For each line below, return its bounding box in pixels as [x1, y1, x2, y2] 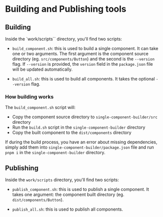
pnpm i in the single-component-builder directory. [5, 150, 106, 156]
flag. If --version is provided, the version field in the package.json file [12, 61, 153, 67]
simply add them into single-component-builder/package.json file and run [5, 144, 154, 150]
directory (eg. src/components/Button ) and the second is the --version [12, 56, 155, 62]
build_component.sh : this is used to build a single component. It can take [12, 46, 159, 51]
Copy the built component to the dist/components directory [12, 130, 132, 136]
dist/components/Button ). [12, 197, 64, 203]
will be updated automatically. [12, 66, 73, 72]
